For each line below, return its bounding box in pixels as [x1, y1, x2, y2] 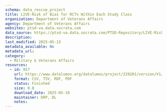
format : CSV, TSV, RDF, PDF [14, 76, 72, 81]
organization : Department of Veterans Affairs [5, 16, 103, 21]
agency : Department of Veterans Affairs [5, 21, 90, 26]
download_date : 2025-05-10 [14, 90, 70, 95]
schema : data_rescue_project [5, 7, 66, 12]
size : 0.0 [14, 85, 35, 91]
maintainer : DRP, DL [14, 95, 57, 100]
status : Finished [14, 81, 50, 86]
